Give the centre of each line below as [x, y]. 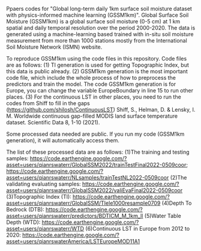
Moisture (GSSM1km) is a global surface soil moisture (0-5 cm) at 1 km [93, 21]
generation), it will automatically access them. [63, 140]
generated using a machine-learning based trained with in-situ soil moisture [100, 34]
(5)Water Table [163, 216]
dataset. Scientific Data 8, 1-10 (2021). [53, 122]
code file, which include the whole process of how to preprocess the [91, 78]
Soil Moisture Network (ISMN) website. [54, 47]
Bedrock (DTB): [25, 209]
